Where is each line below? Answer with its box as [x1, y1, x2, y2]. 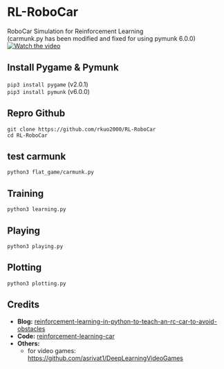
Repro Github [7, 108, 66, 120]
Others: [17, 339, 40, 348]
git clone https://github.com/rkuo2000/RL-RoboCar [7, 126, 156, 133]
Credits [7, 299, 40, 311]
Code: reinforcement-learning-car [17, 332, 115, 340]
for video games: [27, 346, 76, 354]
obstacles [17, 324, 46, 332]
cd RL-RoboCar [7, 132, 48, 139]
